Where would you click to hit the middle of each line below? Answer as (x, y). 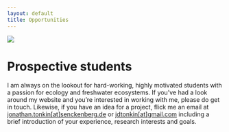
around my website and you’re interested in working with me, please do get (113, 100)
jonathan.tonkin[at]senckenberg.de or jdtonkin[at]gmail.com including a (108, 114)
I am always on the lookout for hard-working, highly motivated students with (115, 85)
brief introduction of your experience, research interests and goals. (102, 122)
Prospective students (70, 66)
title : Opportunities (38, 20)
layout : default (30, 13)
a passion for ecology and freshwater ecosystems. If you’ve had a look (107, 92)
